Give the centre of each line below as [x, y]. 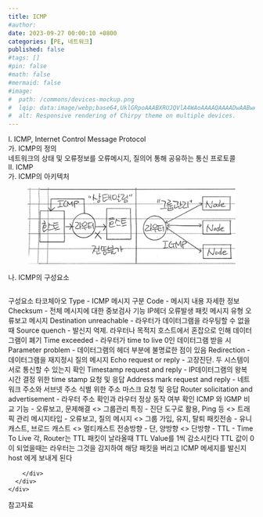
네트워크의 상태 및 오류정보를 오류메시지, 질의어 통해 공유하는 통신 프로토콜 [122, 158]
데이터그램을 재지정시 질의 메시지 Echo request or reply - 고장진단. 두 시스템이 [129, 359]
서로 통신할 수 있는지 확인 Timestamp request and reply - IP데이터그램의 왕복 [128, 370]
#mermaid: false [34, 82]
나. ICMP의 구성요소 [39, 277]
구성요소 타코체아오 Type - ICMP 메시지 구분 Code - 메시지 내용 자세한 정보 [124, 300]
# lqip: [22, 107]
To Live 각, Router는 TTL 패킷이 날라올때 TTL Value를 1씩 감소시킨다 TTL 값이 [128, 438]
